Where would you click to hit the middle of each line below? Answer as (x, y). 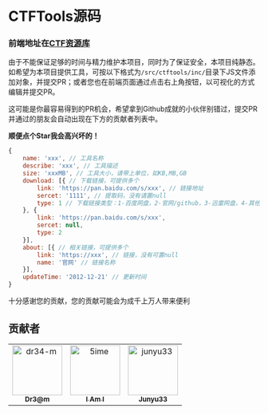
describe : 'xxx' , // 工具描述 (70, 166)
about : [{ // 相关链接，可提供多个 (76, 247)
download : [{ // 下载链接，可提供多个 (81, 180)
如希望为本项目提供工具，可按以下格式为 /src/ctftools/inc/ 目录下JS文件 (128, 72)
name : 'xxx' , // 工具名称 (63, 159)
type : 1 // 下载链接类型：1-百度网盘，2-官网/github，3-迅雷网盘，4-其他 (149, 203)
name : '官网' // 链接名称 (76, 262)
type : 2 (49, 233)
